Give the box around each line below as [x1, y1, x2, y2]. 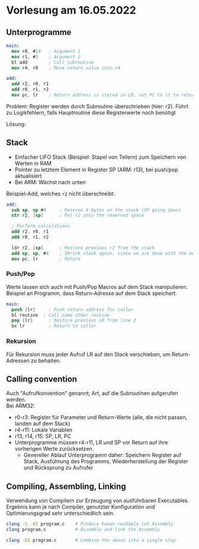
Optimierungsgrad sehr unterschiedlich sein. [6, 510, 115, 517]
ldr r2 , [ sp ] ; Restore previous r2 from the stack [11, 245, 155, 251]
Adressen [6, 357, 30, 364]
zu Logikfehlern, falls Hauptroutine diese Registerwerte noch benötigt [6, 109, 176, 116]
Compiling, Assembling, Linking [6, 481, 126, 492]
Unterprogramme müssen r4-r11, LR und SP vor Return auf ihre [14, 439, 168, 446]
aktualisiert [14, 172, 42, 179]
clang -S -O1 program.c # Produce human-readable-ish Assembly [6, 521, 174, 527]
